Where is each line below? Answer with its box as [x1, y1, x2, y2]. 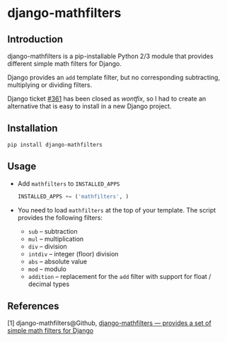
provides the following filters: [17, 213, 103, 222]
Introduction [7, 33, 64, 45]
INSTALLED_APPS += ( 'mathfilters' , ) [17, 193, 129, 200]
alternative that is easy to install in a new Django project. [7, 102, 172, 110]
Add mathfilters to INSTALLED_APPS [17, 179, 120, 188]
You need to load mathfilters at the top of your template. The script [17, 205, 216, 214]
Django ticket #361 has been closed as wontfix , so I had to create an [7, 94, 206, 103]
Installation [7, 122, 58, 135]
